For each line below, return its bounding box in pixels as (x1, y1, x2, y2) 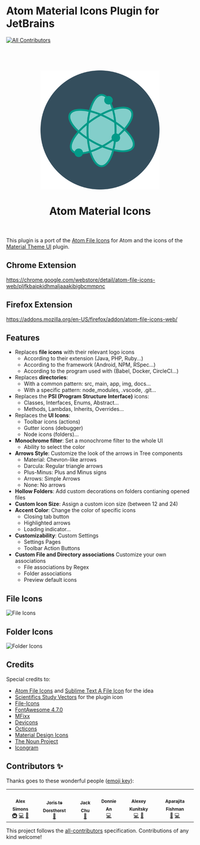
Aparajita (165, 799, 185, 805)
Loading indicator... (23, 526, 71, 533)
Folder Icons (6, 626, 54, 637)
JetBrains (6, 17, 55, 30)
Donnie (101, 799, 117, 805)
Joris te (46, 800, 62, 806)
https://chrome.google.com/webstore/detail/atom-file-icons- (6, 276, 156, 283)
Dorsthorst (42, 807, 66, 813)
